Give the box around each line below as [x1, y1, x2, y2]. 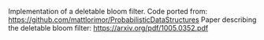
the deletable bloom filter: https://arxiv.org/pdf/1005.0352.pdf [8, 24, 209, 32]
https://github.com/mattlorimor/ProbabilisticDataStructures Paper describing [8, 15, 257, 24]
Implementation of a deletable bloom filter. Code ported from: [8, 7, 207, 16]
